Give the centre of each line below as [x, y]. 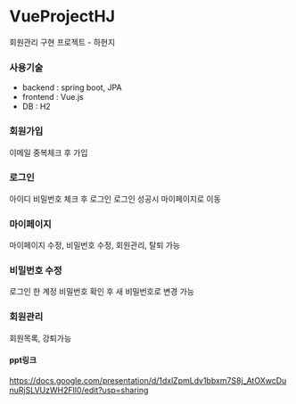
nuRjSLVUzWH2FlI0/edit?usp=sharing [79, 390]
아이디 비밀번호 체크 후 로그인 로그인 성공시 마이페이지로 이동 [115, 199]
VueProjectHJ [62, 16]
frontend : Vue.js [53, 97]
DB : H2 [36, 107]
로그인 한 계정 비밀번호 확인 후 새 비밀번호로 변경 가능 [102, 292]
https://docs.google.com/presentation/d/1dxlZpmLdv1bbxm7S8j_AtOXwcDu [148, 380]
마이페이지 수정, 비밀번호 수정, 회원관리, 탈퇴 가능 [95, 245]
